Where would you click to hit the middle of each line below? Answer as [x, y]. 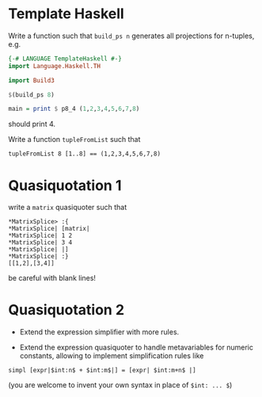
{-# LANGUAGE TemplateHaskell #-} [65, 59]
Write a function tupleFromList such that [74, 139]
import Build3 [32, 80]
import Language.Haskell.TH [55, 66]
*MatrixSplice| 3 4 [40, 242]
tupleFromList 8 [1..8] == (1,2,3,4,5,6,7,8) [84, 154]
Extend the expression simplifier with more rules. [99, 332]
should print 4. [32, 124]
